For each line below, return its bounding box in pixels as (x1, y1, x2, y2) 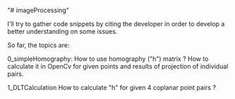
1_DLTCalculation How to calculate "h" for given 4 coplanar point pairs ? (7, 83, 217, 91)
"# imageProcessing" (7, 6, 69, 14)
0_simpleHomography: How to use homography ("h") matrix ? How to (7, 54, 209, 63)
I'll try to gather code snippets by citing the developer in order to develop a (7, 20, 225, 28)
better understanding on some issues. (7, 28, 118, 35)
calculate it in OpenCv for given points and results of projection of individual (7, 62, 229, 70)
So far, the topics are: (7, 41, 70, 49)
